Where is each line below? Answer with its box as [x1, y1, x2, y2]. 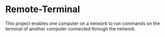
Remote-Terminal [5, 4, 80, 15]
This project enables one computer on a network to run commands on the [5, 20, 160, 26]
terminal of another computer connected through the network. [5, 25, 136, 31]
